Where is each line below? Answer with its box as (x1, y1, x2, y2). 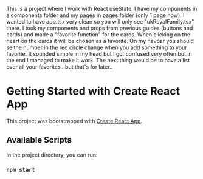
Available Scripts (6, 135, 72, 145)
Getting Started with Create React (6, 84, 181, 98)
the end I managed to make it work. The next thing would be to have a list (6, 57, 190, 64)
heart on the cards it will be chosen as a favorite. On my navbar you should (6, 38, 194, 44)
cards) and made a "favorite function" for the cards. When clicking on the (6, 31, 190, 38)
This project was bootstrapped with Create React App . (6, 117, 143, 124)
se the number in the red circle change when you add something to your (6, 44, 187, 51)
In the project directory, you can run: (6, 151, 98, 158)
